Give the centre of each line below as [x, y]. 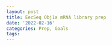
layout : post [23, 12]
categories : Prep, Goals [37, 28]
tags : [13, 34]
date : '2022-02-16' [31, 23]
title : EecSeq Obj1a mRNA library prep [56, 17]
